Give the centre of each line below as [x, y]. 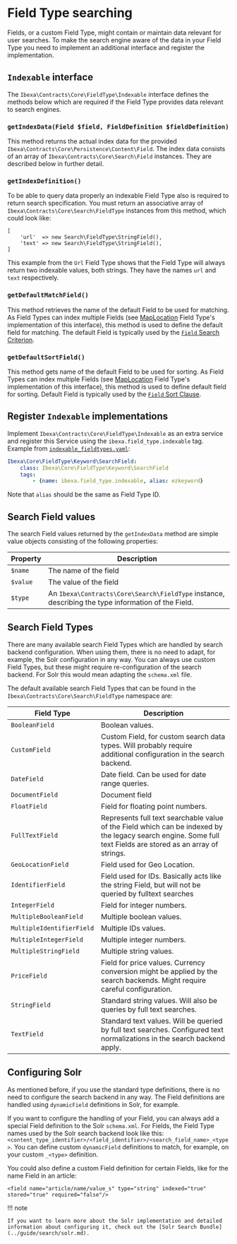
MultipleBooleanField [47, 917]
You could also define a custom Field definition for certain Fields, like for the [118, 1168]
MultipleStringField [45, 951]
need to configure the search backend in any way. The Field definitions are [116, 1097]
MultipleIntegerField [47, 940]
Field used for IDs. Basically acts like [162, 876]
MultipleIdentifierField [53, 928]
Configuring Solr [45, 1073]
